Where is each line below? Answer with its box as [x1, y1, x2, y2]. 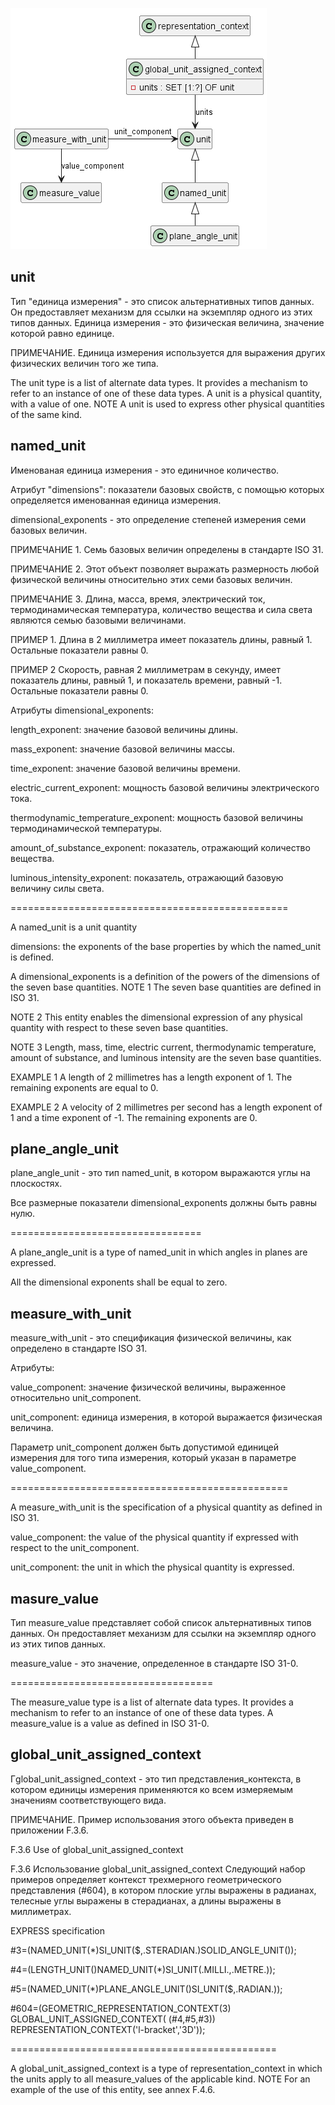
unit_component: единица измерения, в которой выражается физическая [10, 1411, 323, 1423]
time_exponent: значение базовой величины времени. [10, 762, 241, 774]
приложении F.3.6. [10, 1824, 89, 1836]
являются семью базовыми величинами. [10, 614, 187, 626]
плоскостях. [10, 1178, 63, 1190]
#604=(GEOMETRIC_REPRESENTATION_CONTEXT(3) [10, 2002, 232, 2014]
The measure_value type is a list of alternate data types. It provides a [10, 1696, 294, 1708]
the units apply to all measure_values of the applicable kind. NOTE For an [10, 2073, 311, 2085]
